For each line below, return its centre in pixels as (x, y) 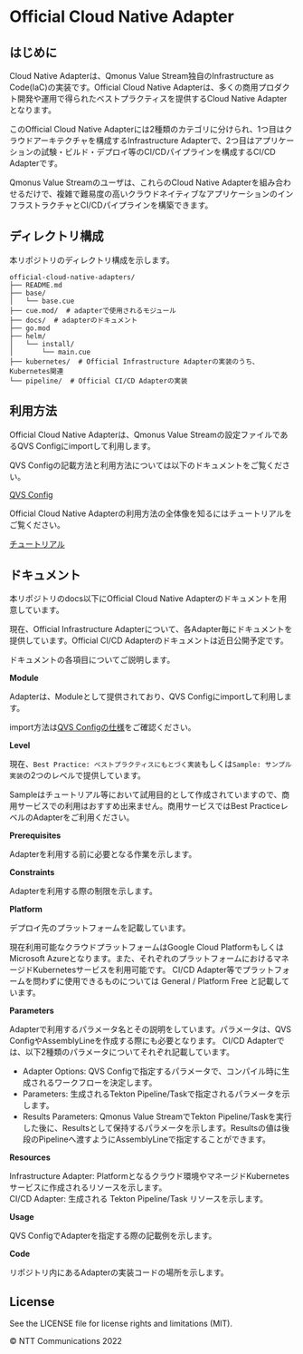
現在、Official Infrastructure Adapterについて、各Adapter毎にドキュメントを (151, 629)
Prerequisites (35, 835)
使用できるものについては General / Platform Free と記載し (173, 981)
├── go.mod (30, 328)
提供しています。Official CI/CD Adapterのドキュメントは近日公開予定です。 (149, 640)
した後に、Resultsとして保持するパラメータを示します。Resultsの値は (152, 1128)
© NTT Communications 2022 (66, 1341)
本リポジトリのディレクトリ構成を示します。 (92, 259)
